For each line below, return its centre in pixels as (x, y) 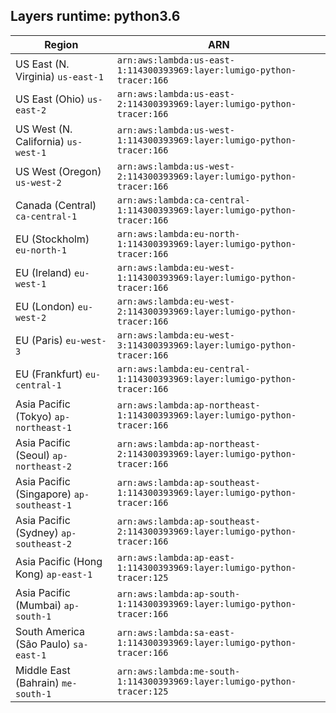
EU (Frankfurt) (49, 374)
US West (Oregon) (58, 171)
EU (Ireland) (43, 272)
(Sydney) (37, 532)
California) (40, 141)
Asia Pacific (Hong (59, 561)
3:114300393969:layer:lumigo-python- (206, 345)
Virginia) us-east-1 (59, 76)
